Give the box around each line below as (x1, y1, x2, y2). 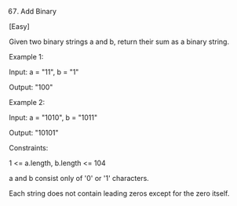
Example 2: (9, 98, 46, 107)
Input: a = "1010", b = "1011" (9, 113, 98, 122)
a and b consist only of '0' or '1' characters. (9, 174, 150, 183)
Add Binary (20, 7, 57, 16)
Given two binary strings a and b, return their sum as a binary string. (9, 37, 230, 46)
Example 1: (9, 52, 44, 61)
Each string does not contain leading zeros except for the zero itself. (9, 189, 230, 198)
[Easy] (9, 22, 30, 31)
